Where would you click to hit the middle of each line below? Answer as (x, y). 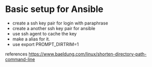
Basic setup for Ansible (54, 9)
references (16, 54)
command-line (20, 59)
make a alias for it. (31, 39)
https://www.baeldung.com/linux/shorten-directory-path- (88, 54)
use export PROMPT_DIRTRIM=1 (45, 44)
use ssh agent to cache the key (45, 33)
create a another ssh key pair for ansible (54, 28)
